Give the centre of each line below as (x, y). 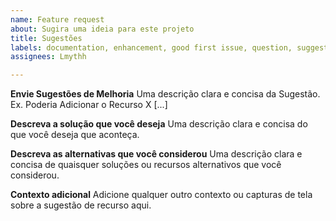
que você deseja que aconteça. (75, 135)
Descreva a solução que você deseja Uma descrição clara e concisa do (159, 124)
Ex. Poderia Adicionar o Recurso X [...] (89, 105)
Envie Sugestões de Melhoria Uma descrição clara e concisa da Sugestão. (165, 94)
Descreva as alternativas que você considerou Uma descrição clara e (156, 154)
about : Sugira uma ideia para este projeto (102, 29)
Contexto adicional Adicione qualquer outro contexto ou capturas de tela (161, 195)
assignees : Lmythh (48, 57)
